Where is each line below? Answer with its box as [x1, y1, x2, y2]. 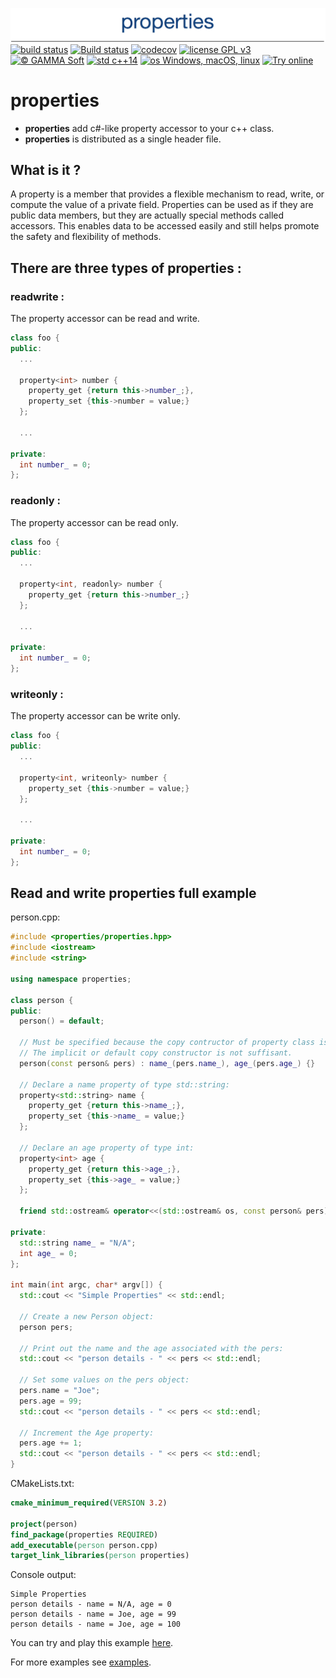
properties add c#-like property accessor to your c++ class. [24, 122, 275, 134]
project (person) [10, 1519, 78, 1529]
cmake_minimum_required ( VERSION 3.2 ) [10, 1498, 168, 1508]
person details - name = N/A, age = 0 [10, 1599, 172, 1610]
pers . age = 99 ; [19, 1396, 83, 1406]
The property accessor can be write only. [10, 710, 181, 722]
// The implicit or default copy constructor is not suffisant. [19, 1048, 293, 1058]
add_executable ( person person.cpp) [10, 1540, 159, 1550]
